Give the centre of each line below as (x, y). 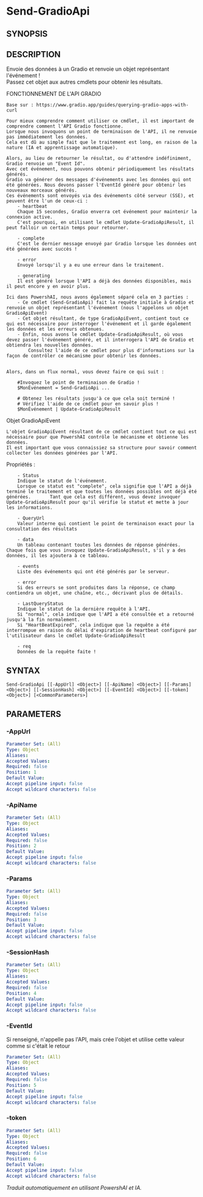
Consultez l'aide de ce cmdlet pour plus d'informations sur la (111, 351)
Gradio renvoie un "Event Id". (46, 164)
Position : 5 (21, 1085)
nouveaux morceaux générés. (42, 190)
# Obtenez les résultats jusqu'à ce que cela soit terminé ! (96, 399)
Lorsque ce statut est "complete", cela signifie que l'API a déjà (104, 486)
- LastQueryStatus (40, 604)
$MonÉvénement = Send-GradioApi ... (64, 388)
